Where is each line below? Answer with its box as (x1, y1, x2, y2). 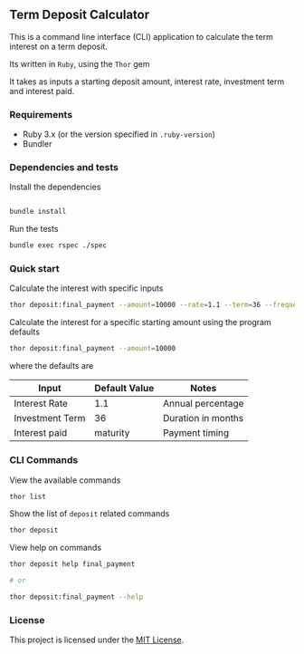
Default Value (94, 382, 155, 395)
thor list (9, 492, 47, 501)
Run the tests (9, 224, 59, 235)
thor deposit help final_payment (9, 560, 136, 569)
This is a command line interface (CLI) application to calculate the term (9, 31, 273, 42)
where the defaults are (9, 361, 94, 371)
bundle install (9, 207, 67, 216)
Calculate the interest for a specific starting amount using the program (9, 317, 271, 328)
